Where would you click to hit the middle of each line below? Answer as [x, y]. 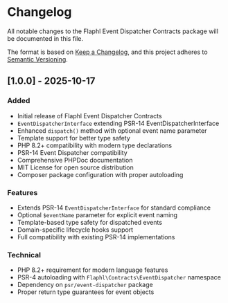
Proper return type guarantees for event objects [86, 292]
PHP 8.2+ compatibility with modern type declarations [95, 145]
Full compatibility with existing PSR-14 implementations [96, 237]
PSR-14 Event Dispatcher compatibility [72, 152]
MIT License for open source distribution [75, 167]
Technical [24, 255]
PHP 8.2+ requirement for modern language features [93, 270]
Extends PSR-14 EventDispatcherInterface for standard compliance [114, 208]
